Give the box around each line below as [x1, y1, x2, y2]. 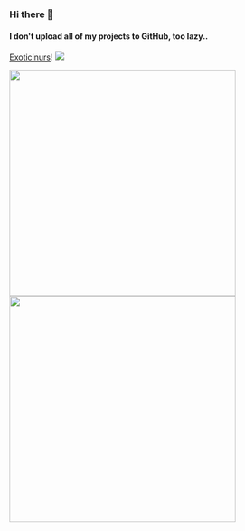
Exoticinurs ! [9, 52, 53, 62]
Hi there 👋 [9, 8, 54, 21]
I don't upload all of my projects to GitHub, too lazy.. [9, 31, 209, 42]
